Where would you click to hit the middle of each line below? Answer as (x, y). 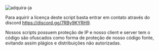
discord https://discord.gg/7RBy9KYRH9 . (48, 23)
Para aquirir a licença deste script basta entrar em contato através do (78, 17)
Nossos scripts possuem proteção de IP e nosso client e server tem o (78, 32)
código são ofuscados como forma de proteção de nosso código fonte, (80, 38)
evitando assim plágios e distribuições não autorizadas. (63, 43)
